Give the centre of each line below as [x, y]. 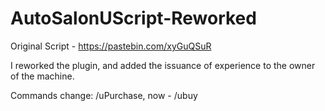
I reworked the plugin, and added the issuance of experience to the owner [163, 65]
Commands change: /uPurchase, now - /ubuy [104, 95]
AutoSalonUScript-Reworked [133, 18]
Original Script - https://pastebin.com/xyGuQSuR [111, 46]
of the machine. [42, 76]
